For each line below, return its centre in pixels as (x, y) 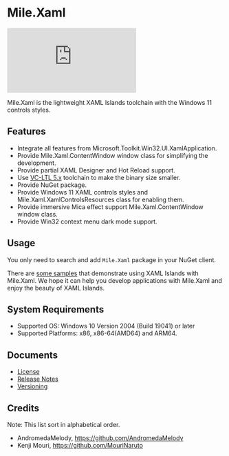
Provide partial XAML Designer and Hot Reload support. (96, 170)
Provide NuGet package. (52, 185)
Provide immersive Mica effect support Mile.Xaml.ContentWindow (110, 207)
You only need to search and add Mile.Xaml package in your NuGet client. (112, 259)
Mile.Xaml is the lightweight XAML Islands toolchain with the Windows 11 (109, 102)
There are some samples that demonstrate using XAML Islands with (103, 273)
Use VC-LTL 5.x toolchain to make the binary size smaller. (99, 177)
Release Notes (37, 379)
